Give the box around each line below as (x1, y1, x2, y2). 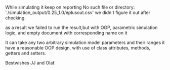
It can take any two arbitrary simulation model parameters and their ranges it (5, 39, 165, 45)
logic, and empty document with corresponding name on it (5, 30, 127, 35)
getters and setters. (5, 50, 47, 56)
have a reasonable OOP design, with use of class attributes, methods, (5, 45, 151, 50)
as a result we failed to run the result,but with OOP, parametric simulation (5, 24, 158, 30)
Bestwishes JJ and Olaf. (5, 60, 56, 65)
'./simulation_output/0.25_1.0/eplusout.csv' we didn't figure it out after (5, 9, 151, 15)
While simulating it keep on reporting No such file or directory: (5, 4, 135, 10)
